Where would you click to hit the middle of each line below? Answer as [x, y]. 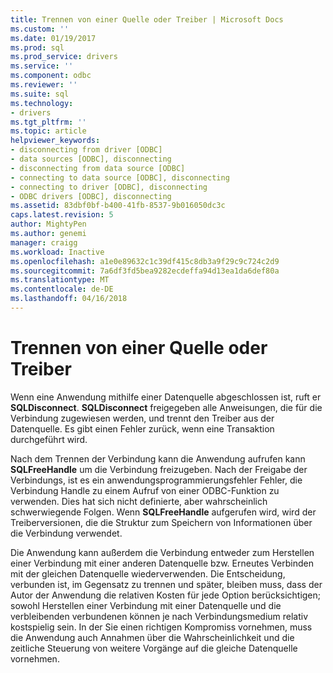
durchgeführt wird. [49, 439]
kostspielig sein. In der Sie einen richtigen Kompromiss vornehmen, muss [161, 627]
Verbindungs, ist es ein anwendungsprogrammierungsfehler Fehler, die [156, 480]
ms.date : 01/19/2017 [53, 38]
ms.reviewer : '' [44, 85]
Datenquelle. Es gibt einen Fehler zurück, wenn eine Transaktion [142, 428]
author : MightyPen [48, 224]
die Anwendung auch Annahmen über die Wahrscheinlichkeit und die [152, 637]
